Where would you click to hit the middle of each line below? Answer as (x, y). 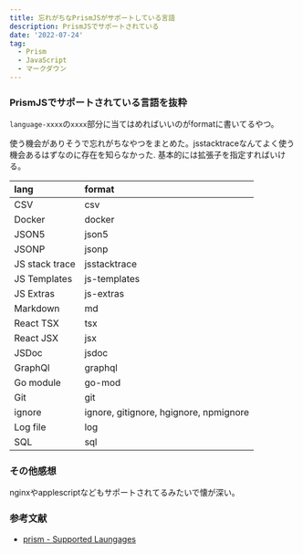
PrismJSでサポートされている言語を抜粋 (99, 102)
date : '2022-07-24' (47, 35)
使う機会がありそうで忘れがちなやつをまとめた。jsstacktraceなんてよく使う (152, 143)
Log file (30, 427)
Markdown (37, 308)
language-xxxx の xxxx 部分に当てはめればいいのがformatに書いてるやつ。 (144, 124)
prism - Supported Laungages (79, 538)
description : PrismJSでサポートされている (84, 26)
